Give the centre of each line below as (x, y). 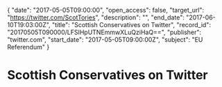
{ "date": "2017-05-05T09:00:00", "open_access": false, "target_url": (106, 10)
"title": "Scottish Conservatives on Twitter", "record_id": (131, 25)
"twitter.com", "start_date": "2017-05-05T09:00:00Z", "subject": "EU (105, 40)
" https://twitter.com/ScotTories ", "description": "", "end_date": (96, 17)
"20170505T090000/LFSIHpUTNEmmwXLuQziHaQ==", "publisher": (104, 32)
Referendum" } (28, 47)
